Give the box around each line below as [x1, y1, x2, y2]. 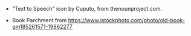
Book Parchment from [11, 17, 67, 23]
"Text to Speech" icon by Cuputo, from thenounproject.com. [11, 5, 163, 12]
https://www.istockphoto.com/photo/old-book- [68, 17, 186, 23]
